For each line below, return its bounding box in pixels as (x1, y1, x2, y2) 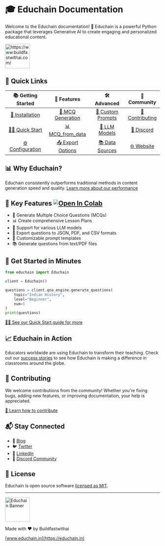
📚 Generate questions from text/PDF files (12, 241, 97, 247)
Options (58, 147, 77, 154)
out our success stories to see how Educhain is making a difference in (5, 355, 147, 361)
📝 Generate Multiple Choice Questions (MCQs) (12, 212, 107, 218)
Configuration (9, 146, 42, 153)
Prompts (97, 114, 117, 121)
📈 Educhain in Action (5, 334, 72, 343)
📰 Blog (12, 438, 26, 444)
